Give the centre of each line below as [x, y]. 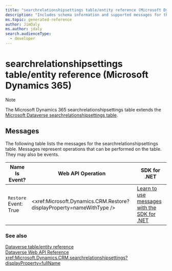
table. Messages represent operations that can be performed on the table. [83, 149]
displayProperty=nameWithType [70, 208]
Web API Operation [82, 173]
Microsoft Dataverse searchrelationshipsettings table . [62, 115]
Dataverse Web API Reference [37, 252]
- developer [23, 39]
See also [16, 236]
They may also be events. [33, 154]
